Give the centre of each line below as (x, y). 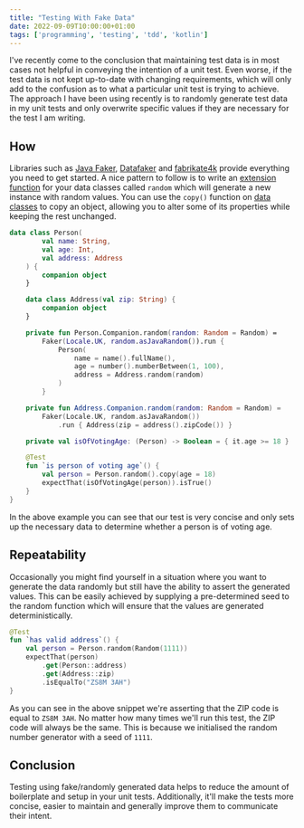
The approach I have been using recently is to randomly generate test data (148, 99)
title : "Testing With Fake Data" (72, 18)
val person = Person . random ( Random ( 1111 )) (107, 649)
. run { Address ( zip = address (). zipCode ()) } (145, 425)
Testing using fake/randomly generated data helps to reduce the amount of (149, 787)
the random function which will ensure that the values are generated (137, 605)
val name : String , (76, 242)
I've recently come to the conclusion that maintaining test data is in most (145, 61)
